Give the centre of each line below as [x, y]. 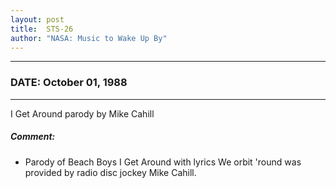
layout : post [37, 19]
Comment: [33, 137]
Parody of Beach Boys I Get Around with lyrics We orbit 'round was [163, 162]
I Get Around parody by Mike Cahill [82, 113]
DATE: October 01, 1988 [69, 83]
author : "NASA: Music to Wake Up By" [89, 38]
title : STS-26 [42, 29]
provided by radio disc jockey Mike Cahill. [110, 172]
